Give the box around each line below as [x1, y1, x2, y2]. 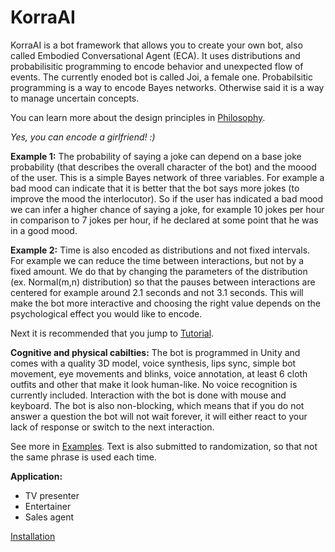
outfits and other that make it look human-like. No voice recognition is [10, 378, 298, 390]
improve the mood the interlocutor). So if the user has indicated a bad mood [10, 192, 324, 205]
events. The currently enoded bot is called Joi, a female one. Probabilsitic [10, 71, 313, 83]
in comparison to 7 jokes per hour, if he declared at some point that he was [10, 214, 319, 226]
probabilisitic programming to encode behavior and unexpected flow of [10, 60, 304, 72]
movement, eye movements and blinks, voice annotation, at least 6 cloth [10, 367, 308, 380]
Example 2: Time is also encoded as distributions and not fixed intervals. [10, 244, 311, 256]
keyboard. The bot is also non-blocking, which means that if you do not [10, 399, 305, 411]
